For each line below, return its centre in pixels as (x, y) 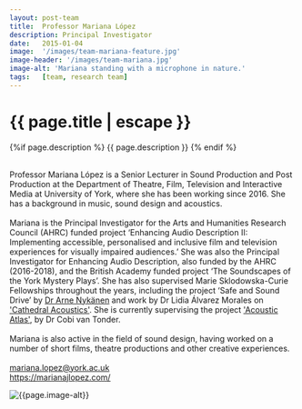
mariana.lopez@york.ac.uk (60, 367)
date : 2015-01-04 (46, 43)
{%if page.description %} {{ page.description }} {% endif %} (123, 147)
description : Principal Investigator (81, 35)
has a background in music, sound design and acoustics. (116, 203)
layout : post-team (44, 18)
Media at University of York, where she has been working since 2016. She (148, 194)
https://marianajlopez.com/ (60, 377)
